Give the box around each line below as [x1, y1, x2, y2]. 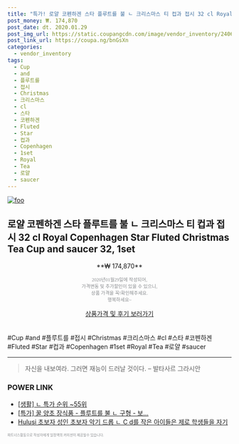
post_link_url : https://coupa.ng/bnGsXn [7, 37, 129, 44]
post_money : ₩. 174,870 [7, 17, 78, 24]
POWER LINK [7, 383, 53, 393]
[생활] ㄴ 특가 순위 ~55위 [17, 400, 87, 408]
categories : [7, 43, 43, 51]
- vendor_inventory [14, 51, 72, 58]
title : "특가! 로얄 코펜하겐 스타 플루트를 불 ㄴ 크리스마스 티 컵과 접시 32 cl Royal [7, 10, 233, 18]
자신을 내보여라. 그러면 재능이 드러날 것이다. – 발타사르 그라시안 [24, 364, 201, 373]
